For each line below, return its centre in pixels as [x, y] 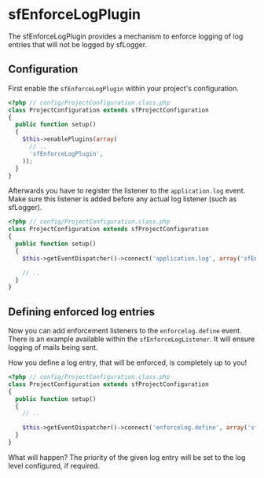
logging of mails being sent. [53, 347]
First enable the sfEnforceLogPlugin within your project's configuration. [124, 88]
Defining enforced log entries [82, 312]
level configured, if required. [54, 465]
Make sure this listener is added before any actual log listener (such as [123, 199]
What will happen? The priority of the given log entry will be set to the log [127, 457]
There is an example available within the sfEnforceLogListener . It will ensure [132, 339]
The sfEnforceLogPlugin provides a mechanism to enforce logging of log [126, 36]
